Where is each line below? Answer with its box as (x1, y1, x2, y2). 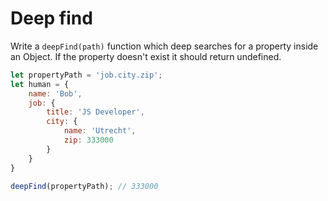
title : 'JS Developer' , (46, 107, 145, 117)
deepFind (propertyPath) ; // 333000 (10, 181, 159, 191)
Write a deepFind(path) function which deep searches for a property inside (10, 40, 319, 52)
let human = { (10, 79, 70, 89)
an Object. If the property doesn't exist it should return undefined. (10, 50, 282, 62)
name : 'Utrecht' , (63, 126, 137, 136)
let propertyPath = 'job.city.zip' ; (10, 70, 163, 80)
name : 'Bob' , (28, 88, 83, 99)
